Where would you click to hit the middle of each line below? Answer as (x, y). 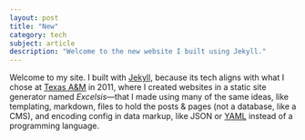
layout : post (34, 18)
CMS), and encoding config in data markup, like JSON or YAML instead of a (151, 116)
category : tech (38, 35)
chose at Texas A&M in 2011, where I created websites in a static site (138, 87)
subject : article (42, 43)
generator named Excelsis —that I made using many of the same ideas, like (149, 97)
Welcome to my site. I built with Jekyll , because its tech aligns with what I (147, 77)
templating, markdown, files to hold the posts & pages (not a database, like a (153, 106)
